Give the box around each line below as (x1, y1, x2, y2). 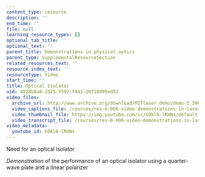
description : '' (6, 15, 48, 21)
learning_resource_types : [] (6, 32, 81, 38)
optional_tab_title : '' (6, 37, 67, 43)
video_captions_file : (12, 105, 67, 112)
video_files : (6, 94, 40, 100)
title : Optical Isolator (6, 83, 70, 89)
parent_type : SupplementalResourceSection (6, 55, 116, 61)
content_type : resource (6, 9, 67, 15)
